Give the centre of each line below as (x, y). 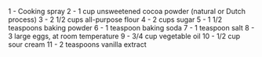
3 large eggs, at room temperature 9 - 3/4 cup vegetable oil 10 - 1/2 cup (124, 36)
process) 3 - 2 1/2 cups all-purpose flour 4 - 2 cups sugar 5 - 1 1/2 (115, 20)
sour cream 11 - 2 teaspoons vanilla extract (77, 45)
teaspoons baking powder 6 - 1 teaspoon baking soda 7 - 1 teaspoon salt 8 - (131, 28)
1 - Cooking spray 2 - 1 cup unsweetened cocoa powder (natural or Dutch (127, 11)
